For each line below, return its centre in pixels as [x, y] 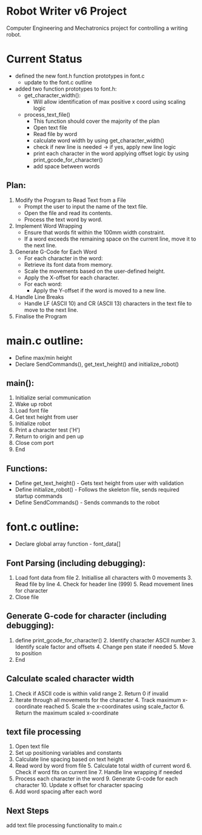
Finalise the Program [41, 316]
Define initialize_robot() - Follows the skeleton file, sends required [97, 490]
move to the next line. [51, 310]
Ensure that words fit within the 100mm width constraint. [95, 232]
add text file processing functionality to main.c [64, 825]
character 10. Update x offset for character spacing [79, 785]
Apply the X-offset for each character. [72, 277]
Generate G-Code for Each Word [56, 252]
